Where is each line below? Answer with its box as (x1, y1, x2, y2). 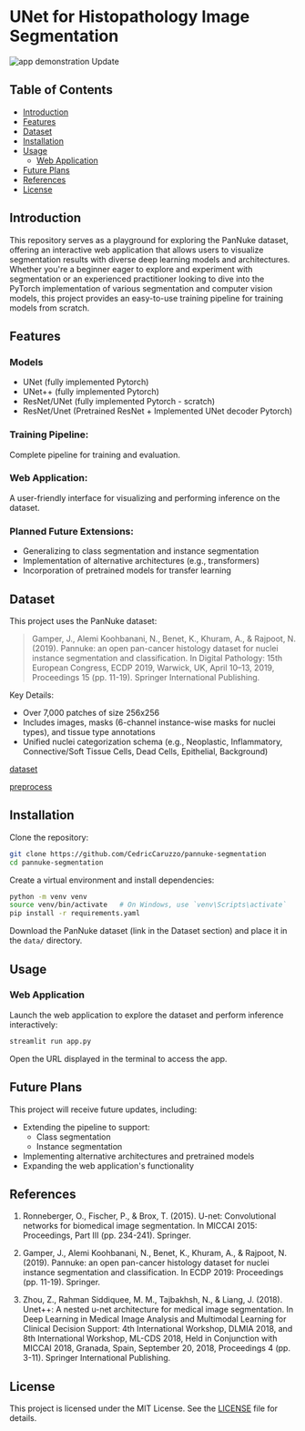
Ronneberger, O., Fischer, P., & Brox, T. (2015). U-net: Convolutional (22, 1211, 277, 1221)
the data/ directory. (9, 935, 83, 946)
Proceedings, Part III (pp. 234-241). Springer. (22, 1230, 191, 1241)
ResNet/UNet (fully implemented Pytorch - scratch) (22, 396, 216, 407)
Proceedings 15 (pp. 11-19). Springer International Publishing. (31, 671, 260, 682)
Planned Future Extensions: (9, 525, 134, 537)
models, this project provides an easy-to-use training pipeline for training (9, 292, 284, 303)
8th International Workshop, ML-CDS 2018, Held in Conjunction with (22, 1333, 278, 1344)
